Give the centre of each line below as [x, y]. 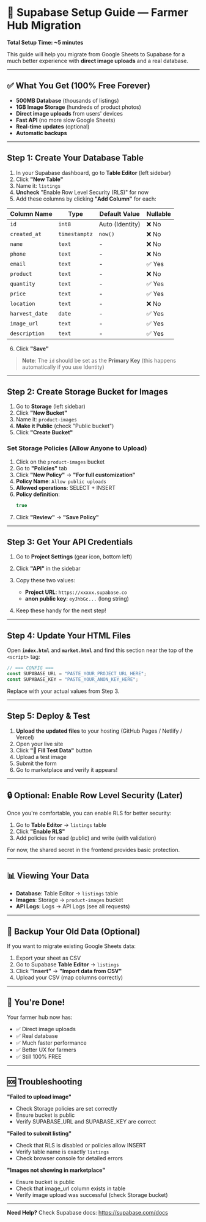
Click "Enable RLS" [40, 832]
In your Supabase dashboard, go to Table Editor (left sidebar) [93, 172]
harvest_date [29, 313]
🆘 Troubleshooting [45, 1082]
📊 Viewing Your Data [48, 876]
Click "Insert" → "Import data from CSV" [69, 971]
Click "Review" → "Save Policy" [57, 517]
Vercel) [25, 737]
